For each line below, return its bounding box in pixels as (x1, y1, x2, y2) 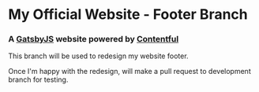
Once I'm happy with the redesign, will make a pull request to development (8, 67, 251, 76)
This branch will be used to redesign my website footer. (8, 51, 189, 61)
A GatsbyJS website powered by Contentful (8, 34, 179, 45)
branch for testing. (8, 75, 69, 84)
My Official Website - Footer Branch (8, 6, 248, 24)
